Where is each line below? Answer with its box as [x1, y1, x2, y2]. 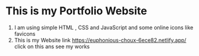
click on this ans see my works [14, 43, 90, 50]
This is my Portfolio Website [5, 4, 147, 18]
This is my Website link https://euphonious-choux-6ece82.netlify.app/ [14, 36, 186, 43]
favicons [14, 30, 36, 37]
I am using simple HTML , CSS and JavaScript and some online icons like [14, 24, 194, 31]
